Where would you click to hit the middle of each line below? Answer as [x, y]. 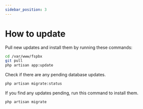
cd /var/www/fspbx [24, 56]
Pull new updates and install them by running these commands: [69, 47]
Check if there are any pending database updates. [55, 75]
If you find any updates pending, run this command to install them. [72, 93]
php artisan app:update [29, 65]
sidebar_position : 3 [26, 10]
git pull [14, 61]
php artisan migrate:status [34, 84]
